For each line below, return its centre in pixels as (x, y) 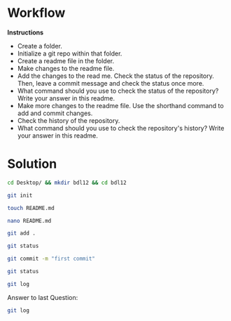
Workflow (36, 13)
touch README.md (31, 208)
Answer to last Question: (43, 297)
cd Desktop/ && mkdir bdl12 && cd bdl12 (67, 183)
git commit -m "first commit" (51, 259)
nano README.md (29, 221)
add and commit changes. (55, 113)
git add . (22, 233)
